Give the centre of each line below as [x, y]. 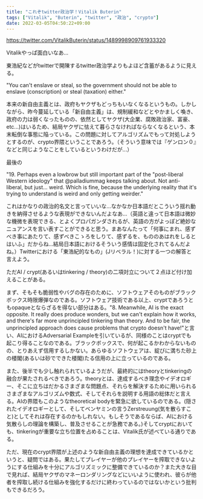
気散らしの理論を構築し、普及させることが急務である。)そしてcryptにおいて [100, 424]
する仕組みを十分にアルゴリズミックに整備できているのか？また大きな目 [107, 467]
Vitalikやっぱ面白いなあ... [37, 53]
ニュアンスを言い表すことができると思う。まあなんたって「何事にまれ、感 [98, 229]
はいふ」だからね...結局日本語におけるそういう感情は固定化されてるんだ [96, 244]
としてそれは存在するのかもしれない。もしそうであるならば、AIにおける [103, 416]
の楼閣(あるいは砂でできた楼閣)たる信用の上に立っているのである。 [90, 358]
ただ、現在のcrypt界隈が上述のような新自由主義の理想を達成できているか [98, 452]
